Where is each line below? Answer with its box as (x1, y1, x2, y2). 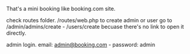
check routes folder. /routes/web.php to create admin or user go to (6, 17, 173, 23)
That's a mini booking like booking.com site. (6, 5, 116, 12)
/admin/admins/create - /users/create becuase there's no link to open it (6, 23, 184, 30)
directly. (6, 29, 27, 37)
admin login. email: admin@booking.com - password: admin (6, 41, 156, 48)
